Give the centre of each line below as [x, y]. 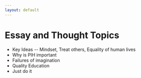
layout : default [22, 10]
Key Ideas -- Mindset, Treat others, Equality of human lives [74, 49]
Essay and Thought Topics [62, 35]
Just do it [22, 71]
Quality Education [31, 66]
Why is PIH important [34, 55]
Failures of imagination [36, 60]
